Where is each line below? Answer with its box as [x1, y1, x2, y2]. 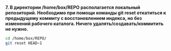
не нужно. [5, 26, 29, 32]
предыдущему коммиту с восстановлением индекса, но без [5, 15, 142, 21]
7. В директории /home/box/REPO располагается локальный [5, 5, 140, 10]
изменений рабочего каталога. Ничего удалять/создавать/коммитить [5, 20, 164, 27]
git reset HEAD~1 [5, 40, 42, 45]
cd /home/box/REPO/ [5, 36, 47, 41]
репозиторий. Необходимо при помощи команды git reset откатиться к [5, 10, 166, 16]
